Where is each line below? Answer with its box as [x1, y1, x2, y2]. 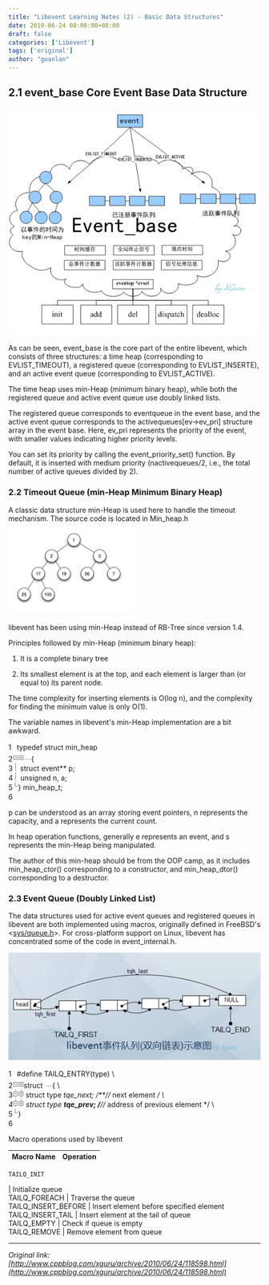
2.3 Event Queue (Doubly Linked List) [8, 893, 156, 904]
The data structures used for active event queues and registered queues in [8, 911, 255, 921]
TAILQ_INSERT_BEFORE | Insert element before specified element [8, 1201, 225, 1211]
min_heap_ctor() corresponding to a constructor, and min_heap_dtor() [8, 864, 239, 874]
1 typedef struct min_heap [8, 742, 98, 752]
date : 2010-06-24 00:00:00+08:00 [8, 21, 120, 30]
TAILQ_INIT [8, 1170, 45, 1178]
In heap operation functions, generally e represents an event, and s [8, 832, 230, 841]
